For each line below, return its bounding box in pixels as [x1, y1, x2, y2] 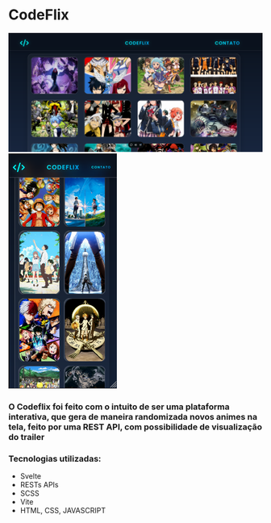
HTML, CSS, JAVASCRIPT [19, 505, 106, 515]
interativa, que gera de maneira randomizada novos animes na [8, 411, 258, 422]
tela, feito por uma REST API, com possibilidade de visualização [8, 421, 263, 433]
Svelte [19, 471, 42, 481]
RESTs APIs [19, 479, 59, 489]
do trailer [8, 431, 45, 442]
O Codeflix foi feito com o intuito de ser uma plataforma [8, 401, 230, 412]
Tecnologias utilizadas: [8, 453, 102, 464]
